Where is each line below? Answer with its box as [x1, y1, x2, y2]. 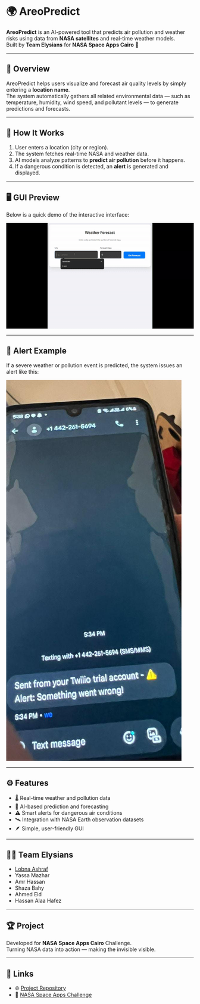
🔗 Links [6, 968, 34, 979]
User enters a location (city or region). [14, 143, 109, 151]
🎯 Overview [6, 64, 50, 74]
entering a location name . [6, 86, 70, 93]
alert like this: [6, 368, 39, 375]
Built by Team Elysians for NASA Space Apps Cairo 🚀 [6, 41, 139, 48]
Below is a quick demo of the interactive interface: [6, 211, 130, 218]
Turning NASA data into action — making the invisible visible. [6, 946, 156, 953]
